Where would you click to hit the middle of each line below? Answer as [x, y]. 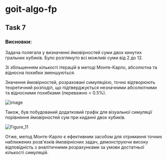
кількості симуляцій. [27, 152]
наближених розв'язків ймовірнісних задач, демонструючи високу [77, 142]
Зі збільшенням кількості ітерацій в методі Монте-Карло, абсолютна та [81, 67]
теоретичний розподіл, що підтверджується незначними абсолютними [81, 87]
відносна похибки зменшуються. [40, 73]
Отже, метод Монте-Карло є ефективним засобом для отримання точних [84, 136]
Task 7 [15, 28]
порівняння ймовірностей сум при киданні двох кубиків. [65, 117]
